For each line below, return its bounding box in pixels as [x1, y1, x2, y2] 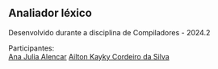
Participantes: [8, 43, 55, 53]
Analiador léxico [8, 6, 93, 20]
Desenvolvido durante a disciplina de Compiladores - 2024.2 [8, 27, 211, 37]
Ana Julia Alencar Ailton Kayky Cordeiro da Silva [8, 51, 170, 61]
